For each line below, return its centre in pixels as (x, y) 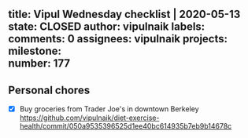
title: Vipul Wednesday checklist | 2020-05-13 (124, 15)
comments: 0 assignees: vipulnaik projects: (118, 39)
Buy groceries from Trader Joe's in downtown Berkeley (109, 109)
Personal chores (49, 90)
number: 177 (39, 64)
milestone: (35, 51)
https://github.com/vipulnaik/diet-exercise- (89, 118)
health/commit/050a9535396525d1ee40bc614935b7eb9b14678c (126, 126)
